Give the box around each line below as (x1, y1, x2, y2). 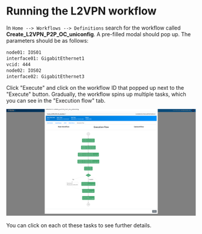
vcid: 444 (6, 62, 31, 68)
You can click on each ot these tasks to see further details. (6, 221, 152, 229)
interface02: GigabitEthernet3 (6, 74, 85, 80)
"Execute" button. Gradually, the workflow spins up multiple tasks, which (6, 90, 186, 98)
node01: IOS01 (6, 49, 42, 55)
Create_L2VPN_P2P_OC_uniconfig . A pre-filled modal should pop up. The (6, 30, 191, 37)
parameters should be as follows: (6, 37, 89, 44)
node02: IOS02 (6, 68, 42, 74)
